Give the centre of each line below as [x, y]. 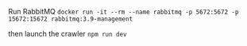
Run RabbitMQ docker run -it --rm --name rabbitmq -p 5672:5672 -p [123, 11]
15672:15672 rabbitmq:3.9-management [71, 19]
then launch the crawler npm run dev [68, 34]
